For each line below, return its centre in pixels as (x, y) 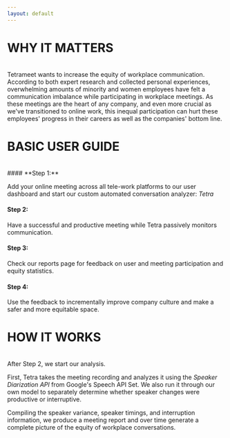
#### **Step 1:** (33, 173)
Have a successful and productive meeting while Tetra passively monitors (112, 225)
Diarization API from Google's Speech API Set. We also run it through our (111, 385)
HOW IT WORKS (54, 337)
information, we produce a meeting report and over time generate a (103, 420)
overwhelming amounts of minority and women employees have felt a (106, 89)
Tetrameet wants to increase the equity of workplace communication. (106, 74)
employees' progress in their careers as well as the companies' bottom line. (115, 118)
